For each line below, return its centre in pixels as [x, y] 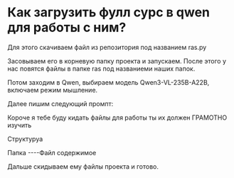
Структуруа [25, 139]
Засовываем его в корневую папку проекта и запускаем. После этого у [117, 61]
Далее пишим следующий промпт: [60, 103]
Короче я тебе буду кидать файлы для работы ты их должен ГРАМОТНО [117, 117]
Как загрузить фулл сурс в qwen [108, 12]
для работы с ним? [67, 27]
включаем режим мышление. [53, 90]
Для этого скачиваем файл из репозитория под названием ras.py [107, 47]
